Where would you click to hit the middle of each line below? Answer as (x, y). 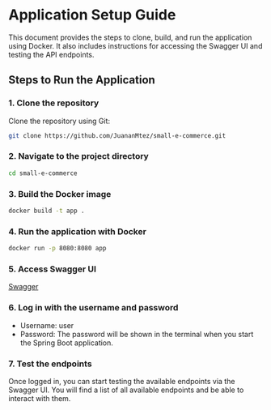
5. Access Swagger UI (53, 269)
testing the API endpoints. (51, 54)
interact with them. (40, 398)
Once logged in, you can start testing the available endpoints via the (122, 381)
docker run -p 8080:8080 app (57, 249)
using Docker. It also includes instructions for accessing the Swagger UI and (135, 45)
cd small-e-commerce (43, 173)
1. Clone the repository (54, 103)
